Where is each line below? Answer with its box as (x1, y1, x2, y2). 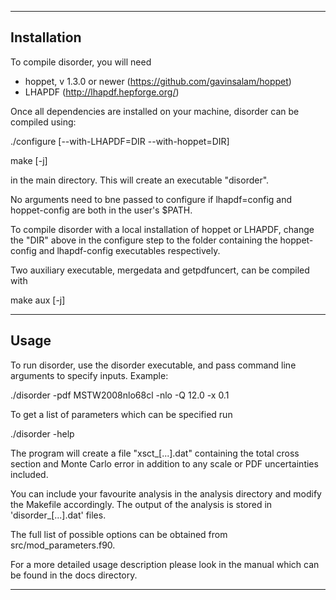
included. (10, 468, 49, 480)
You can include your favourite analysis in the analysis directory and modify (10, 487, 322, 500)
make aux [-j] (10, 294, 66, 306)
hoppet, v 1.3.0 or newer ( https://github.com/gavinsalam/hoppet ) (24, 75, 292, 87)
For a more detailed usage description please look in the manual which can (10, 558, 320, 570)
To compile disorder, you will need (10, 56, 152, 68)
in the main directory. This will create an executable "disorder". (10, 174, 270, 186)
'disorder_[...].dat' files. (10, 509, 107, 521)
